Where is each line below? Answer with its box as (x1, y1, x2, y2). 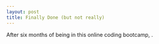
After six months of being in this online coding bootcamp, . (6, 31, 154, 38)
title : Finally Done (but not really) (6, 14, 105, 20)
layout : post (6, 8, 40, 15)
